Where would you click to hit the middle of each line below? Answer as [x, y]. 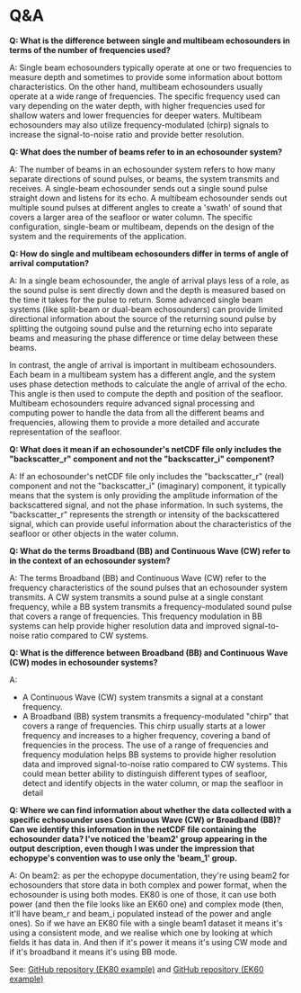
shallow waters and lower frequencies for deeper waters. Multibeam [136, 115]
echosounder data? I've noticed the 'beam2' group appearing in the [138, 838]
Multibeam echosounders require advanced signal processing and [132, 403]
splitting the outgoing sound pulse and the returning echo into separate [141, 328]
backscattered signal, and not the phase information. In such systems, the [146, 505]
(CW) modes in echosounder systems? [84, 662]
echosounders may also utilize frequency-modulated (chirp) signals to [139, 125]
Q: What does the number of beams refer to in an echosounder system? [146, 152]
